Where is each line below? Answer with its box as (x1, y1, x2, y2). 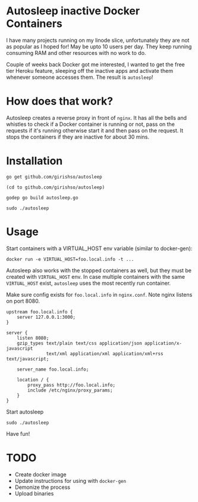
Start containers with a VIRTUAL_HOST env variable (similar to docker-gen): (6, 245, 193, 252)
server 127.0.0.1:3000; (17, 314, 76, 320)
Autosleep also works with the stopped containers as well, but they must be (6, 267, 192, 274)
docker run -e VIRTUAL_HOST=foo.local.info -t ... (6, 256, 134, 262)
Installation (6, 154, 63, 168)
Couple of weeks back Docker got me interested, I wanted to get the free (6, 61, 186, 68)
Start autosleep (6, 408, 44, 415)
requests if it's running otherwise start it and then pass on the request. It (6, 127, 184, 134)
